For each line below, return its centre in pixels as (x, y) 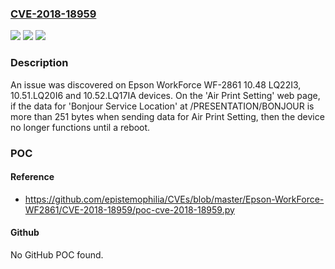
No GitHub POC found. (57, 254)
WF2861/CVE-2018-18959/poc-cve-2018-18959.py (129, 209)
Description (39, 63)
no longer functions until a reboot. (80, 127)
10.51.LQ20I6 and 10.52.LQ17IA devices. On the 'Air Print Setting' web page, (165, 95)
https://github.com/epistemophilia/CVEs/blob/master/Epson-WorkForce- (174, 199)
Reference (32, 177)
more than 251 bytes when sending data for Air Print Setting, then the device (167, 116)
